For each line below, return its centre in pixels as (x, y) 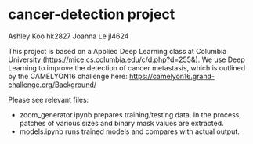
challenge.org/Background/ (52, 85)
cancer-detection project (92, 14)
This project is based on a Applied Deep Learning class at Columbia (117, 51)
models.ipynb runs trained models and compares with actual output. (130, 131)
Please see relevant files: (49, 99)
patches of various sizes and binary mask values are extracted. (122, 123)
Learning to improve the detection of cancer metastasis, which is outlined (127, 67)
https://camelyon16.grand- (172, 76)
